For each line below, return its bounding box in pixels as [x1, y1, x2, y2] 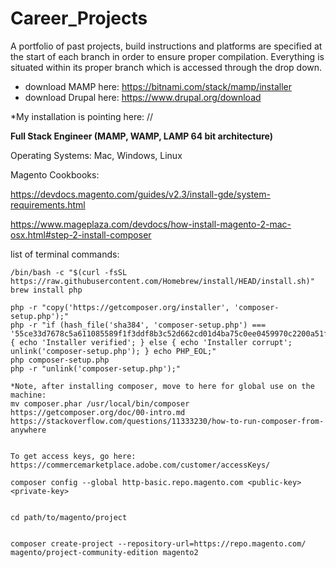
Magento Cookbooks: [10, 168, 100, 181]
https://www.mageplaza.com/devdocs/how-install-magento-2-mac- [10, 218, 292, 230]
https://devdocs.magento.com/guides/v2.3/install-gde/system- [10, 188, 271, 200]
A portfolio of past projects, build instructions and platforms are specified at [10, 40, 323, 52]
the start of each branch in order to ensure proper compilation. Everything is [10, 50, 325, 62]
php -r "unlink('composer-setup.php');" [10, 363, 182, 374]
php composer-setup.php [10, 355, 110, 365]
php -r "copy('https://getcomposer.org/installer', [10, 302, 230, 312]
